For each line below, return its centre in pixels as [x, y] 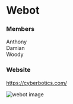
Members [20, 29]
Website [18, 70]
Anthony [17, 42]
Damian [15, 48]
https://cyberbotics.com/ [36, 83]
